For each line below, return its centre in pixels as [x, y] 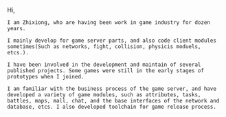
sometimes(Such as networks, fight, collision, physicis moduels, [104, 47]
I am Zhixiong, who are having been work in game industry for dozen [109, 23]
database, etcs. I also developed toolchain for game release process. [112, 107]
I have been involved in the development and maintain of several [104, 65]
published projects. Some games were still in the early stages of [106, 71]
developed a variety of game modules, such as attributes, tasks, [104, 95]
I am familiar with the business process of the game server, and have [112, 89]
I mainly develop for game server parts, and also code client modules [112, 41]
